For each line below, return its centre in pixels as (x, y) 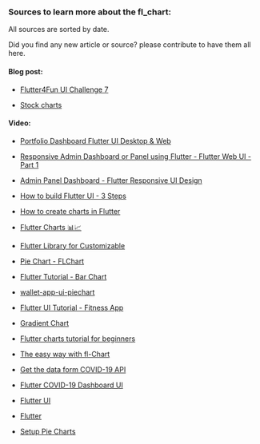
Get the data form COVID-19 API (73, 369)
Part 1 (29, 165)
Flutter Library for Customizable (72, 245)
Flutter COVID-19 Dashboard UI (72, 385)
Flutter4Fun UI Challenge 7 (64, 89)
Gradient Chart (44, 323)
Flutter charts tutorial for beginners (78, 339)
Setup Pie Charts (48, 431)
